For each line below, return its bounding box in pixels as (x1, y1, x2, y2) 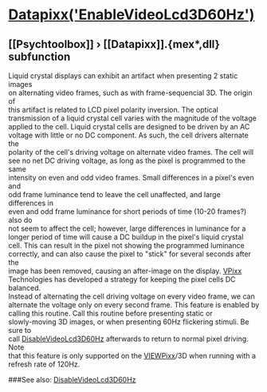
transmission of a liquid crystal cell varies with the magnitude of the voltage (8, 113, 257, 123)
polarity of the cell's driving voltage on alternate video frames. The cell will (8, 148, 253, 156)
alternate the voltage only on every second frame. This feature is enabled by (8, 300, 260, 309)
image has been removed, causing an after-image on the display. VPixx (8, 266, 242, 275)
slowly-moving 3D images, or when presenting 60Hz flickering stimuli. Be (8, 317, 249, 327)
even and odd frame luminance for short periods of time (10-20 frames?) (8, 207, 247, 216)
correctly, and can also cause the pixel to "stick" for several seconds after (8, 249, 251, 259)
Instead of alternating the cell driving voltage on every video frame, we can (8, 291, 255, 301)
